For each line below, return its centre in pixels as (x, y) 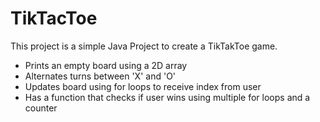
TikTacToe (54, 18)
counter (41, 108)
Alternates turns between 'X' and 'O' (100, 76)
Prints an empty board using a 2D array (106, 65)
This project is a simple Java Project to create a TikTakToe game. (144, 46)
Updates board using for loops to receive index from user (143, 86)
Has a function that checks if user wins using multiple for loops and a (167, 97)
